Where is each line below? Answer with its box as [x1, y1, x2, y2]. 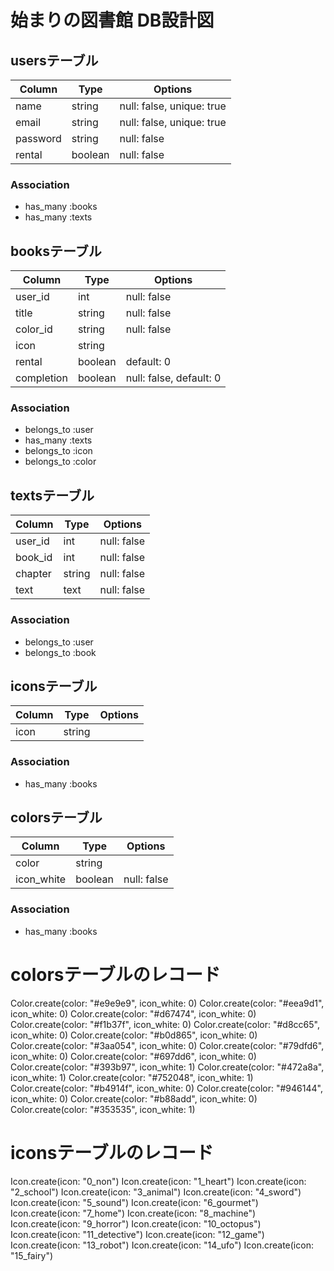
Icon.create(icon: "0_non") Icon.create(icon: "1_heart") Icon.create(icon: [10, 1175, 307, 1187]
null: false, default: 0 [125, 371, 222, 385]
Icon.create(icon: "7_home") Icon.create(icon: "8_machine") [10, 1207, 257, 1219]
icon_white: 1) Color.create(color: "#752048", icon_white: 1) [10, 1071, 254, 1083]
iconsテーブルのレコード [10, 1141, 214, 1164]
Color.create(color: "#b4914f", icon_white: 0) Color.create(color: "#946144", [10, 1082, 323, 1094]
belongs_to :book [24, 646, 97, 658]
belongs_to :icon [24, 445, 93, 457]
